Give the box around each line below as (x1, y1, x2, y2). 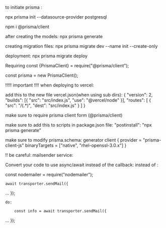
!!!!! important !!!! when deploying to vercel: (5, 82, 94, 88)
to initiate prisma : (5, 5, 43, 10)
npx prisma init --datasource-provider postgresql (5, 14, 107, 20)
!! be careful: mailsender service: (5, 152, 73, 158)
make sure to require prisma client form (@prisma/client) (5, 112, 123, 118)
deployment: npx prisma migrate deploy (5, 53, 88, 59)
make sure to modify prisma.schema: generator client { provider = (5, 137, 142, 143)
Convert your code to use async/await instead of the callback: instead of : (5, 162, 158, 168)
